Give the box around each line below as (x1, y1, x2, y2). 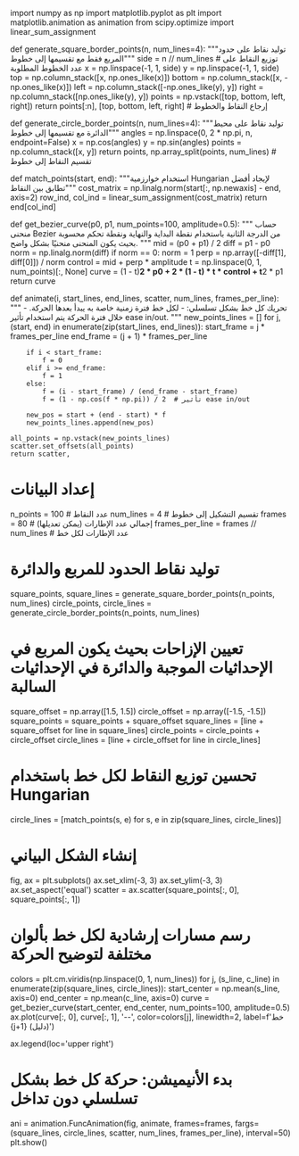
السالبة (10, 677, 56, 697)
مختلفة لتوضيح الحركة (10, 944, 153, 964)
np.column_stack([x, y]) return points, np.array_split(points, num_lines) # (10, 146, 277, 157)
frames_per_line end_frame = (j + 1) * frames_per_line (10, 331, 208, 342)
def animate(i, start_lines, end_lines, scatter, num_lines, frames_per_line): (10, 293, 279, 303)
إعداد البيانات (10, 479, 95, 500)
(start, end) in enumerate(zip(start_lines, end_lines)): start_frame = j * (10, 321, 266, 332)
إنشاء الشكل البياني (10, 845, 137, 865)
